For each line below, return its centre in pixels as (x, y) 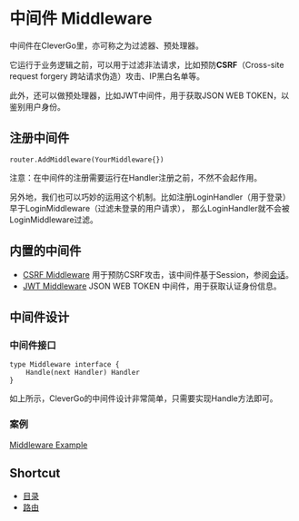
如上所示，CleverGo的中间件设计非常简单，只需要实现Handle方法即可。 (144, 398)
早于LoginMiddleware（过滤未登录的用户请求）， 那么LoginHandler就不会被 (149, 208)
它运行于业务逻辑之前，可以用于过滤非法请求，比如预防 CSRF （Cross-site (147, 64)
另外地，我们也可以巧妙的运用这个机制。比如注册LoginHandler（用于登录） (150, 197)
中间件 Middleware (81, 19)
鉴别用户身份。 (37, 106)
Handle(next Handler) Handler (83, 373)
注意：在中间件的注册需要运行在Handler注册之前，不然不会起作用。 (135, 177)
